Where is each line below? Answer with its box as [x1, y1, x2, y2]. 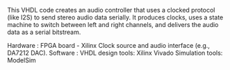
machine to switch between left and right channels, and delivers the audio [7, 21, 219, 28]
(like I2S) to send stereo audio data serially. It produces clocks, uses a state [7, 13, 224, 21]
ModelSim [7, 56, 36, 64]
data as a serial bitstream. [7, 28, 81, 36]
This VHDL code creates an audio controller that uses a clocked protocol [7, 6, 215, 14]
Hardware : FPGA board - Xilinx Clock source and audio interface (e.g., [7, 42, 211, 49]
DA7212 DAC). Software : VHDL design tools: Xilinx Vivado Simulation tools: [7, 49, 223, 57]
